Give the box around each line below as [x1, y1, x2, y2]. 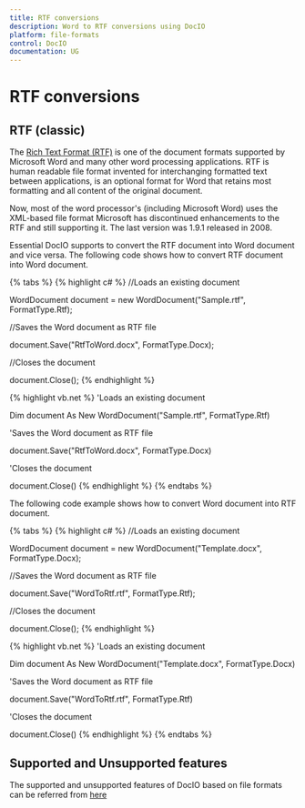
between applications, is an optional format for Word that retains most [9, 176, 271, 187]
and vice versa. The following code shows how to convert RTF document [9, 249, 284, 260]
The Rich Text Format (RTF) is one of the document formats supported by [9, 146, 285, 157]
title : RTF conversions [9, 13, 100, 23]
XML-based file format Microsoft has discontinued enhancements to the [9, 213, 280, 224]
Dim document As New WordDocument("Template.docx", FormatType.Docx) [9, 659, 296, 670]
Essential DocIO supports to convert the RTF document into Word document [9, 240, 295, 251]
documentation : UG [9, 47, 79, 56]
